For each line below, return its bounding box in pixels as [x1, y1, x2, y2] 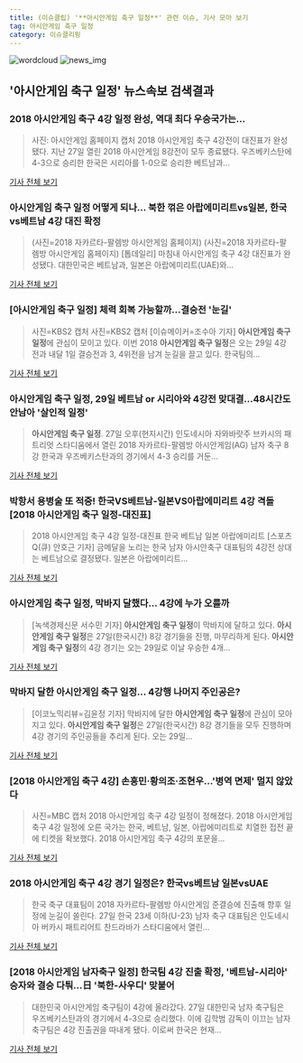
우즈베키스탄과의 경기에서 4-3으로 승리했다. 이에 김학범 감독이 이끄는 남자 [31, 1012, 291, 1023]
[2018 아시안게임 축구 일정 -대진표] [9, 508, 151, 520]
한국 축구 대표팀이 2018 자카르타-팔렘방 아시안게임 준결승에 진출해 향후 [31, 900, 282, 910]
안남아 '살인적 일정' [9, 406, 88, 418]
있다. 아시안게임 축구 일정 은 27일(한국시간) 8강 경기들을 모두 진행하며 [48, 719, 291, 730]
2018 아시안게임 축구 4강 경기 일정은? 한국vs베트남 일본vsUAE [9, 877, 269, 890]
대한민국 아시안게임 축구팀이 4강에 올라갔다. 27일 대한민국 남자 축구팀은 [31, 1002, 285, 1012]
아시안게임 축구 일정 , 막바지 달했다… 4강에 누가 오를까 [9, 597, 230, 610]
